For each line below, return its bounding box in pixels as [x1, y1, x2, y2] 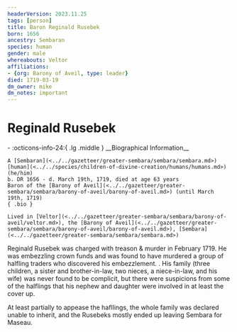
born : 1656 [7, 30, 40, 38]
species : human [7, 43, 53, 50]
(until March [175, 189, 214, 196]
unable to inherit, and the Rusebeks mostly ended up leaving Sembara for [7, 311, 223, 319]
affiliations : [7, 63, 50, 70]
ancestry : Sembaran [7, 37, 65, 44]
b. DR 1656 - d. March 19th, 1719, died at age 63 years [7, 176, 180, 183]
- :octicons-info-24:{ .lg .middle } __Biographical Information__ [7, 143, 189, 153]
